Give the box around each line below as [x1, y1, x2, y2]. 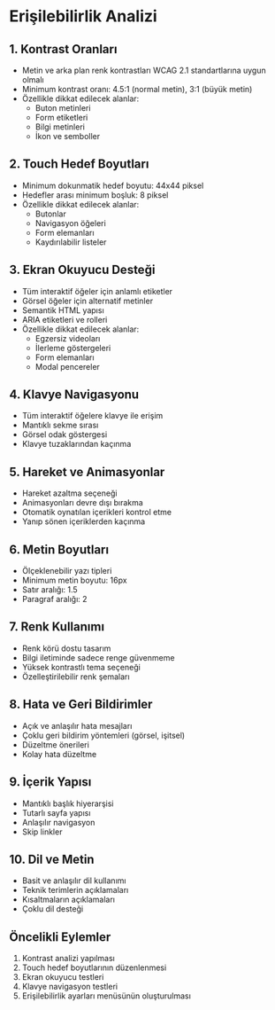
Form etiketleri [34, 113, 88, 122]
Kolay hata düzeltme [21, 748, 97, 759]
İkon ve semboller [34, 131, 101, 141]
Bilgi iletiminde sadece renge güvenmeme [21, 652, 175, 662]
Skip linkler [21, 826, 63, 837]
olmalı [21, 74, 44, 85]
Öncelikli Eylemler [9, 929, 111, 944]
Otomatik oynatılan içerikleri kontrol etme [21, 507, 172, 518]
